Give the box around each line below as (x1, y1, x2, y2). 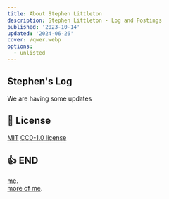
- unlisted (13, 50, 46, 57)
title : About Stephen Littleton (7, 10, 102, 18)
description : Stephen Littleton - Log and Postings (7, 17, 162, 24)
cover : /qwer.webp (7, 37, 61, 44)
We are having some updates (7, 94, 92, 103)
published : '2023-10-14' (7, 23, 80, 30)
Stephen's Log (7, 75, 73, 88)
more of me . (7, 184, 43, 193)
